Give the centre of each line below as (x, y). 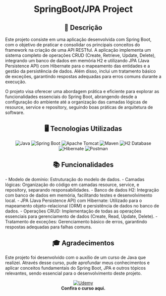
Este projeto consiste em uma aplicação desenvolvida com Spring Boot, (79, 39)
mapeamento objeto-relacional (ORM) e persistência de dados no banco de (82, 205)
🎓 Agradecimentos (83, 243)
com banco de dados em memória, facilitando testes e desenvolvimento (79, 195)
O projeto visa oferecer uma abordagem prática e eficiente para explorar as (82, 91)
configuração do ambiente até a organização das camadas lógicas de (76, 102)
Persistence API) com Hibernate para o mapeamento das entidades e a (78, 66)
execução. (16, 82)
